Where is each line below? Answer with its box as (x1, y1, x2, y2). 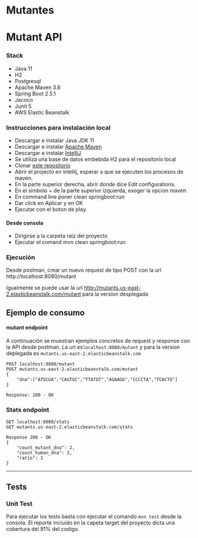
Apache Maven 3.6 (14, 84, 61, 91)
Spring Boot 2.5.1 (14, 90, 56, 97)
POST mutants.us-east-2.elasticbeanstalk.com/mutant (6, 367, 138, 372)
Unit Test (6, 499, 32, 507)
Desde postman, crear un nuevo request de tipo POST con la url (6, 266, 162, 274)
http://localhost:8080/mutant (6, 273, 77, 280)
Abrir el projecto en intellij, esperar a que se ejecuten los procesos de (14, 168, 184, 175)
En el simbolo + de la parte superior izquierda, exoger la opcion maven (14, 187, 187, 194)
